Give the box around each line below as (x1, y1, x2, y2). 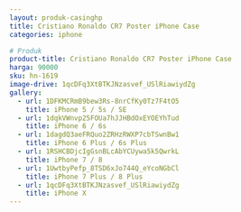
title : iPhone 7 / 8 (25, 155, 103, 164)
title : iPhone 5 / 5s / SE (25, 105, 127, 114)
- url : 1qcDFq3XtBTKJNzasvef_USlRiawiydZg (17, 180, 180, 189)
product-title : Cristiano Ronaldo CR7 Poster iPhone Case (9, 55, 232, 64)
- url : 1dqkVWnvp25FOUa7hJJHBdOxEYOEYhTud (17, 114, 180, 123)
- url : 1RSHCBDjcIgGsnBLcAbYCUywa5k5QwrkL (17, 147, 180, 156)
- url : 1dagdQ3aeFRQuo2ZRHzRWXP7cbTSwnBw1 (17, 130, 180, 140)
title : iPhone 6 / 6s (25, 122, 107, 131)
